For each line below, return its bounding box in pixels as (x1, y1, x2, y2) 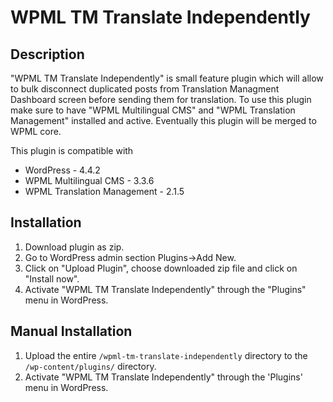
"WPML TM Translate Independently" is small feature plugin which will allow (10, 72, 324, 84)
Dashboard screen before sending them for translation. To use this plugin (10, 94, 312, 105)
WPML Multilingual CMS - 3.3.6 (24, 175, 155, 186)
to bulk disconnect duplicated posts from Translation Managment (10, 83, 280, 95)
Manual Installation (10, 323, 133, 340)
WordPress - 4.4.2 (24, 164, 101, 176)
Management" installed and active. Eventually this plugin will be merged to (10, 115, 317, 126)
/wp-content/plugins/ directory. (24, 360, 157, 372)
